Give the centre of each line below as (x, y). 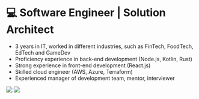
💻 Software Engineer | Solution (86, 13)
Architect (30, 30)
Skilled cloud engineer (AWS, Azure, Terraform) (74, 71)
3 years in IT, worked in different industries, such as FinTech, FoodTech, (104, 46)
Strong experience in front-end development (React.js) (83, 65)
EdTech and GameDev (43, 52)
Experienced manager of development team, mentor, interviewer (95, 78)
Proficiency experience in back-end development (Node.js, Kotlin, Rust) (103, 59)
